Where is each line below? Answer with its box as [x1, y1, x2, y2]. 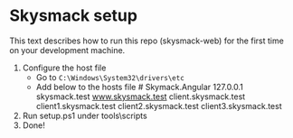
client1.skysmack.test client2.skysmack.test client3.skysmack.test [35, 100, 282, 111]
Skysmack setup [9, 5, 138, 26]
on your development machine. [9, 44, 126, 55]
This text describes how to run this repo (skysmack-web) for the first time [9, 35, 285, 46]
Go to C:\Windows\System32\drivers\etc [35, 71, 185, 82]
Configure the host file [22, 62, 107, 73]
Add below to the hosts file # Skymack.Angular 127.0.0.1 [35, 81, 244, 92]
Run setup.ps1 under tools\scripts [22, 110, 147, 121]
